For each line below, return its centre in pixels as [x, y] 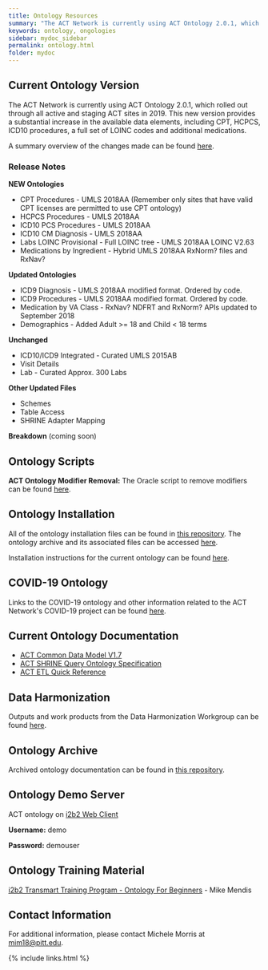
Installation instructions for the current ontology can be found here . [119, 557]
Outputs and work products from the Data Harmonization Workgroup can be [134, 717]
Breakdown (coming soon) [53, 436]
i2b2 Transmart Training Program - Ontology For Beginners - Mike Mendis [130, 890]
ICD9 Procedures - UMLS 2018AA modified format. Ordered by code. [134, 299]
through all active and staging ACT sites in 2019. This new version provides [132, 113]
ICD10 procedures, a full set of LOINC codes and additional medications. [128, 130]
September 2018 [47, 316]
